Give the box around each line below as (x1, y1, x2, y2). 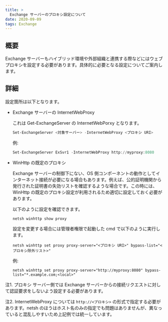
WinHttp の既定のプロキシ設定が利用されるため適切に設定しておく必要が (12, 189, 162, 195)
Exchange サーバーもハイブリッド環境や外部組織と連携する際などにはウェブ (5, 56, 163, 62)
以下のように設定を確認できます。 (12, 206, 83, 212)
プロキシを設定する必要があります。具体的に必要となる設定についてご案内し (5, 62, 163, 68)
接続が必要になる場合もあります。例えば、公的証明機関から (39, 177, 162, 183)
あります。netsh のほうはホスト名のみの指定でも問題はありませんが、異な (5, 305, 158, 311)
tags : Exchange (5, 21, 37, 27)
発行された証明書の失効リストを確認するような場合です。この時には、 (12, 183, 157, 189)
